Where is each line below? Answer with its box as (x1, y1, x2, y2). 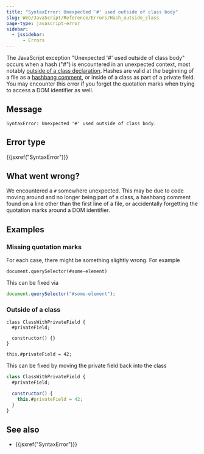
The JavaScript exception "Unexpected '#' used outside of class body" (6, 54, 185, 61)
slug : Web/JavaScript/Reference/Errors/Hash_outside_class (6, 15, 160, 21)
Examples (6, 224, 44, 235)
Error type (6, 137, 46, 147)
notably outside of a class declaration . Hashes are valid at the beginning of (6, 67, 194, 74)
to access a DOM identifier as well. (6, 87, 94, 93)
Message (6, 104, 43, 115)
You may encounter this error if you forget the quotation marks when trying (6, 80, 195, 87)
